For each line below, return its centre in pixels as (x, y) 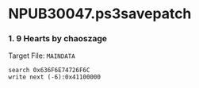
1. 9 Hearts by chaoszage (58, 39)
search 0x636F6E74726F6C (49, 71)
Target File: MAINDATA (42, 55)
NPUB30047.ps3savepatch (100, 14)
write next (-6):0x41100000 (55, 77)
